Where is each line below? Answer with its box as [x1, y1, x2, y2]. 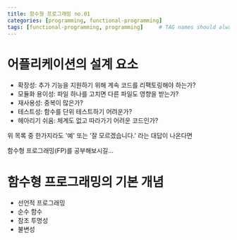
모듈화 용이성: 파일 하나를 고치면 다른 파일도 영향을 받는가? [17, 90, 179, 98]
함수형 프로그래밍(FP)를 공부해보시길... [7, 147, 114, 155]
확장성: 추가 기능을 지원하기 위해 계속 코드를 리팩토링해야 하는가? [17, 81, 196, 89]
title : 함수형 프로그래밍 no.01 [7, 10, 90, 18]
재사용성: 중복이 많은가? [17, 98, 83, 107]
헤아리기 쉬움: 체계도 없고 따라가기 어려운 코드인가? [17, 116, 159, 125]
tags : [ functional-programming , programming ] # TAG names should [7, 23, 217, 30]
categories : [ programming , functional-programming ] [7, 17, 162, 24]
